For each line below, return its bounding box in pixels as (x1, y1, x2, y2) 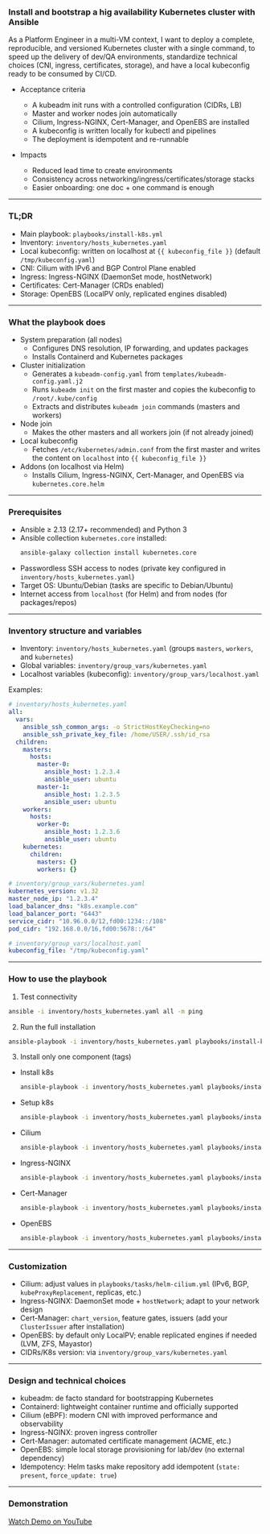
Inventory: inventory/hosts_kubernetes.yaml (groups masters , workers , (19, 644, 254, 653)
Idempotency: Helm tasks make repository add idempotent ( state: (19, 1461, 241, 1472)
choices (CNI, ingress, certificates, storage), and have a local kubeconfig (8, 60, 251, 70)
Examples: (8, 685, 43, 694)
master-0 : (37, 761, 70, 769)
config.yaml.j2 (31, 377, 83, 385)
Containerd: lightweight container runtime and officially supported (19, 1402, 239, 1412)
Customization (8, 1260, 67, 1271)
